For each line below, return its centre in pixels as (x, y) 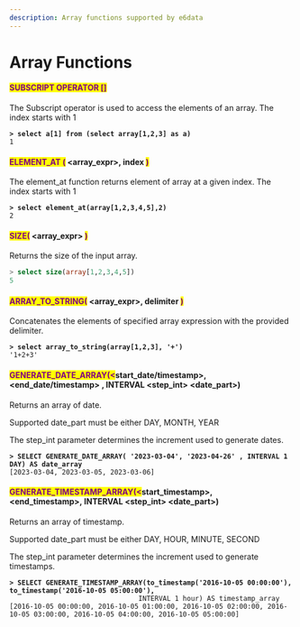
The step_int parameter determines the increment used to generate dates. (146, 439)
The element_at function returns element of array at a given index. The (141, 182)
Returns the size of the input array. (73, 256)
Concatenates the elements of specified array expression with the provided (149, 321)
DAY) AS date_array (46, 464)
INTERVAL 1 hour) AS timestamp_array (209, 598)
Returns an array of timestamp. (67, 521)
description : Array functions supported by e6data (106, 18)
